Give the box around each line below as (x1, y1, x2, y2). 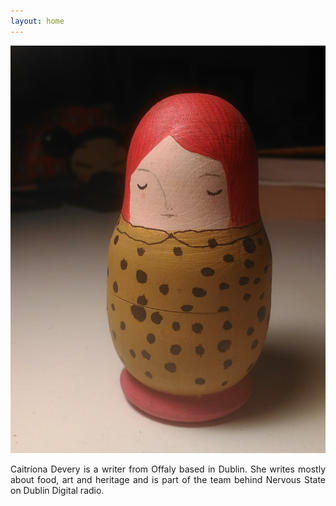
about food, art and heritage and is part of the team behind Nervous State (10, 474, 326, 486)
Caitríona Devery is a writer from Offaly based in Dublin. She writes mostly (10, 463, 326, 475)
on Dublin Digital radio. (10, 485, 105, 497)
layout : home (10, 16, 65, 26)
